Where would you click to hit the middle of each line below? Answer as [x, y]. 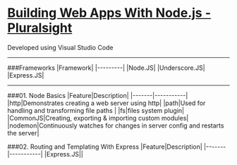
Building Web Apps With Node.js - [109, 13]
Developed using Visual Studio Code [61, 47]
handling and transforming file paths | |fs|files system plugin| [96, 110]
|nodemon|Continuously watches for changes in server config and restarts [116, 126]
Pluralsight [40, 28]
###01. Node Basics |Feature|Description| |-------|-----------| [98, 95]
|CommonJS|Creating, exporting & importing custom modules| [98, 118]
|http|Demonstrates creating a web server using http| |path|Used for [107, 103]
